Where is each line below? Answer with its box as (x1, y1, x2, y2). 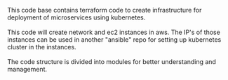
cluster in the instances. (7, 43, 76, 51)
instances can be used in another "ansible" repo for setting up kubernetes (7, 35, 222, 44)
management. (7, 65, 48, 73)
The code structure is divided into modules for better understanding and (7, 58, 216, 65)
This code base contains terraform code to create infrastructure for (7, 6, 202, 14)
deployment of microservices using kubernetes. (7, 13, 146, 22)
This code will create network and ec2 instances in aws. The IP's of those (7, 28, 221, 36)
